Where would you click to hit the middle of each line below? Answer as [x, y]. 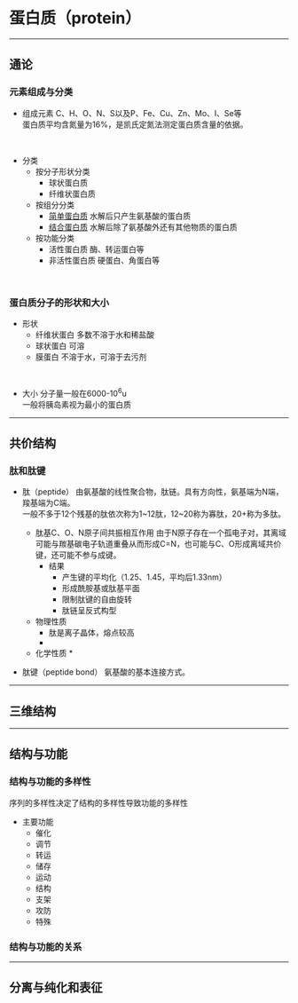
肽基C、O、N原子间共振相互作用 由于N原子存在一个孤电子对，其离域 [161, 533]
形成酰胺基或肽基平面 [101, 588]
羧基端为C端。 [48, 503]
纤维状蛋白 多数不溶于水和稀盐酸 [95, 335]
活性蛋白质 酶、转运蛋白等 [96, 249]
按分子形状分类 [63, 171]
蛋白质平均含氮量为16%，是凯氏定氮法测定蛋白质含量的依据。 [135, 124]
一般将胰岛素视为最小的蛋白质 [76, 404]
